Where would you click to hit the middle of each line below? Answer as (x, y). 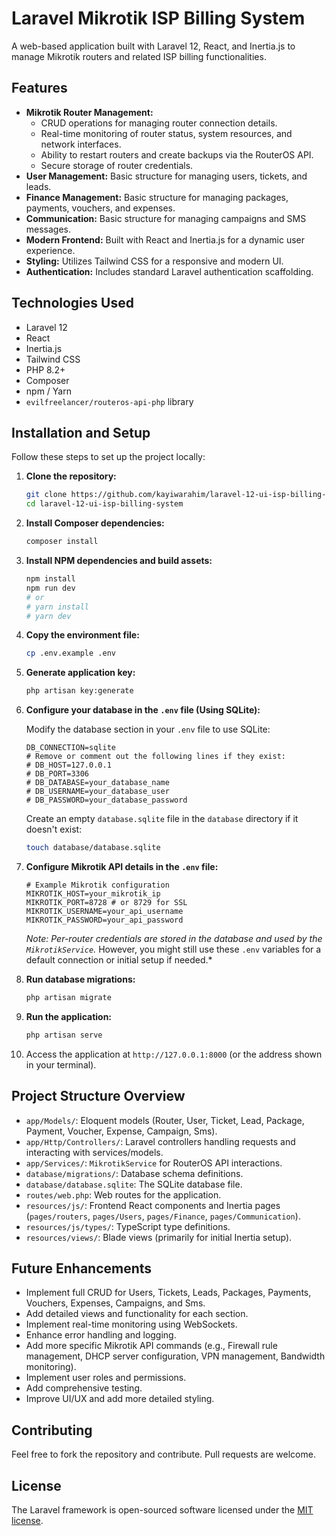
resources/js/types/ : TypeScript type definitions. (128, 1226)
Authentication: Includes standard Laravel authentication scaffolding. (169, 271)
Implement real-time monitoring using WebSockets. (131, 1324)
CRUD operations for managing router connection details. (159, 123)
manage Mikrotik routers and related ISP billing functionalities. (139, 56)
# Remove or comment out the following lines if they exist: (156, 757)
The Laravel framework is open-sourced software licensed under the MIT (162, 1510)
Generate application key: (80, 673)
